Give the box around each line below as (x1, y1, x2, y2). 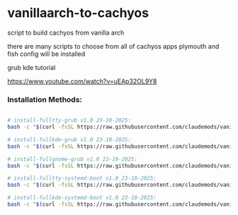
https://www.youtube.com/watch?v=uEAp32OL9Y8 (7, 76, 157, 86)
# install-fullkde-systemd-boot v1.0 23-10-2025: (7, 194, 157, 202)
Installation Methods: (7, 94, 83, 104)
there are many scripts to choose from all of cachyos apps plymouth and (7, 42, 220, 50)
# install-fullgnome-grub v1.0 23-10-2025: (7, 156, 138, 163)
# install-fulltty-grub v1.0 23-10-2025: (7, 117, 132, 124)
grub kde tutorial (7, 63, 56, 71)
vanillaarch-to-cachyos (7, 5, 149, 21)
